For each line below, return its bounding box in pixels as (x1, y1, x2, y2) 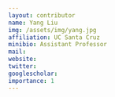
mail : (8, 48, 26, 56)
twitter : (8, 63, 37, 70)
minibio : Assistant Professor (8, 41, 108, 48)
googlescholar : (8, 70, 58, 77)
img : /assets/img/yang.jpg (8, 26, 97, 34)
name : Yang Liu (8, 19, 58, 27)
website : (8, 56, 37, 63)
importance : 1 (8, 77, 55, 84)
